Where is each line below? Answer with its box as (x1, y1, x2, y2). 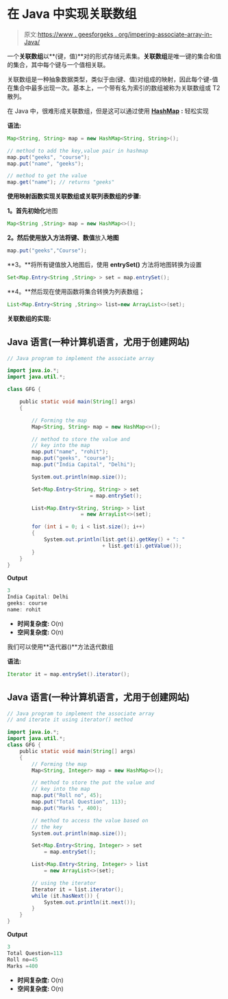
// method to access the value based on (31, 817, 149, 824)
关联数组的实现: (7, 314, 51, 323)
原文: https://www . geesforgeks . (23, 30, 117, 38)
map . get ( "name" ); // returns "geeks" (7, 179, 115, 186)
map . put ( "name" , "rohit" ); (31, 448, 109, 455)
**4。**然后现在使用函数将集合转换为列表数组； (7, 287, 145, 295)
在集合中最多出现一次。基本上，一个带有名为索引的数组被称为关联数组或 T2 (7, 84, 220, 92)
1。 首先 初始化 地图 (7, 207, 58, 215)
